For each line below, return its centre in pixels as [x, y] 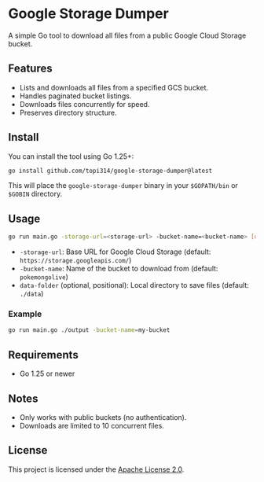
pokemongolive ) [44, 277]
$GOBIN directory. [35, 194]
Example [25, 314]
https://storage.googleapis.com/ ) [75, 260]
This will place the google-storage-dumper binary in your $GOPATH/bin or [123, 186]
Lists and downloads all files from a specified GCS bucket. [114, 87]
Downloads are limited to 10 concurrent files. [92, 425]
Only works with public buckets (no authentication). [103, 417]
